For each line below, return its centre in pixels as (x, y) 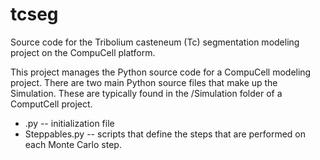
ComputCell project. (51, 104)
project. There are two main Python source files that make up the (144, 82)
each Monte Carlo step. (73, 144)
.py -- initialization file (69, 123)
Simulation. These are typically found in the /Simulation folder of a (146, 93)
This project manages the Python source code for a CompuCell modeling (161, 72)
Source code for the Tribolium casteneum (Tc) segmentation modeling (155, 42)
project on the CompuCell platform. (83, 52)
